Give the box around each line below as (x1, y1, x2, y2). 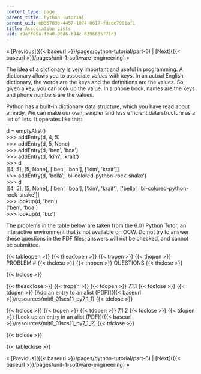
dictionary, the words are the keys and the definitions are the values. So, (6, 79, 185, 86)
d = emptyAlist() (6, 127, 46, 135)
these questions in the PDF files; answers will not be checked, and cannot (6, 235, 189, 242)
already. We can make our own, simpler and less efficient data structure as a (6, 109, 196, 117)
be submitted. (6, 241, 41, 248)
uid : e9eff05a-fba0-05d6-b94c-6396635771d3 (6, 31, 117, 37)
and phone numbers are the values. (6, 91, 94, 99)
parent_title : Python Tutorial (6, 14, 85, 20)
